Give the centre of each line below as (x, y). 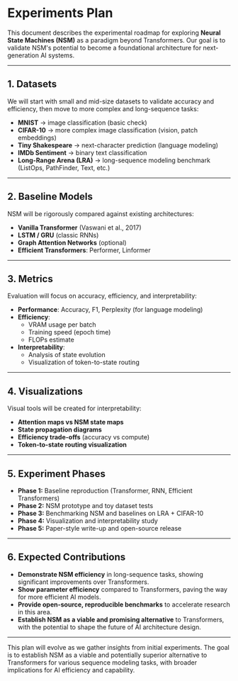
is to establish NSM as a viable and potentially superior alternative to (107, 655)
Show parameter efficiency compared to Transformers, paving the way (123, 589)
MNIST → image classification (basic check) (82, 123)
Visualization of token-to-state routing (84, 362)
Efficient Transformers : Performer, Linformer (84, 250)
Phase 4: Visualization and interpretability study (87, 521)
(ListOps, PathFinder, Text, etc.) (64, 167)
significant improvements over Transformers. (83, 582)
